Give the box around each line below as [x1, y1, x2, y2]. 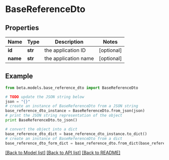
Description [54, 39, 84, 45]
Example [5, 72, 33, 81]
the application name [44, 55, 94, 62]
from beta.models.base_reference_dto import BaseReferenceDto [5, 85, 138, 90]
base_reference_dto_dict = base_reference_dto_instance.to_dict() [5, 131, 147, 136]
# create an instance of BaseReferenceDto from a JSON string [5, 104, 138, 109]
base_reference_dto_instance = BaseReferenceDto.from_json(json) [5, 108, 145, 113]
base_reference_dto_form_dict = [5, 140, 73, 146]
